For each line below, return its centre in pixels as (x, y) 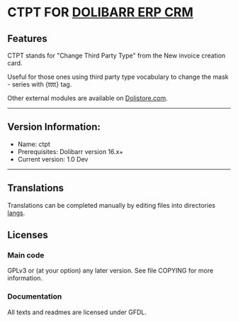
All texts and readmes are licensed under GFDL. (77, 312)
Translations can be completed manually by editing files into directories (112, 205)
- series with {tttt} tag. (40, 84)
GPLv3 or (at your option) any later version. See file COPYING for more (110, 271)
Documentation (35, 296)
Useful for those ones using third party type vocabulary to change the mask (118, 77)
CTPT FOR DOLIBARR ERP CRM (100, 12)
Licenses (28, 235)
